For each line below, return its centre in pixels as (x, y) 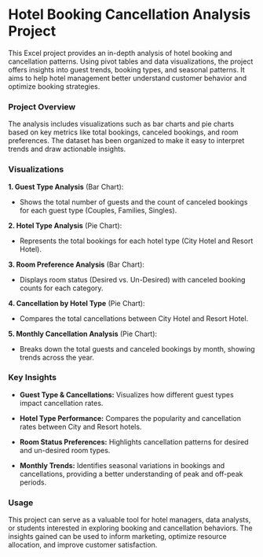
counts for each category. (61, 288)
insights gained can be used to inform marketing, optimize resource (117, 537)
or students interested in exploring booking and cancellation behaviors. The (130, 528)
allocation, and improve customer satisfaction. (83, 545)
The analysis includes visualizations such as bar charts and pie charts (121, 124)
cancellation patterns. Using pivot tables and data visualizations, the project (131, 61)
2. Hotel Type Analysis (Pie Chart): (65, 225)
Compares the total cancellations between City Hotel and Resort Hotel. (134, 318)
